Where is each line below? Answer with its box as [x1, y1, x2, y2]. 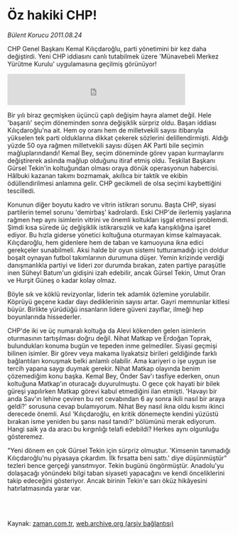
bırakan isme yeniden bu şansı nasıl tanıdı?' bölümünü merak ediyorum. [7, 417, 217, 425]
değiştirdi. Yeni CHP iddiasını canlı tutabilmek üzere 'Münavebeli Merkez [7, 52, 219, 61]
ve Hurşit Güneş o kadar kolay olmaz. [7, 276, 117, 284]
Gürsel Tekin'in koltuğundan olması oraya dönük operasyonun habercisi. [7, 164, 219, 172]
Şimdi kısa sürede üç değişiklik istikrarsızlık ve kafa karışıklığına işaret [7, 223, 211, 232]
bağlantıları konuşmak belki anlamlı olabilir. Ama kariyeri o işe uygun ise [7, 356, 217, 365]
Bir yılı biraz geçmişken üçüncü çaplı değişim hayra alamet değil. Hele [7, 110, 212, 119]
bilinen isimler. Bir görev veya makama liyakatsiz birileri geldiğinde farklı [7, 349, 217, 358]
